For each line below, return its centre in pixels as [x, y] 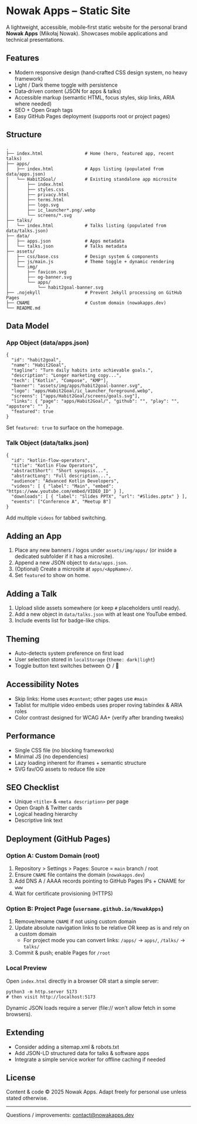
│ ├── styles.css [35, 190]
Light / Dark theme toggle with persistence [66, 85]
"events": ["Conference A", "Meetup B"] [61, 502]
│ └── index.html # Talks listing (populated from [86, 226]
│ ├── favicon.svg [36, 272]
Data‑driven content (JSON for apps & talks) [68, 91]
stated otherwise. [27, 1098]
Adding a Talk [32, 594]
